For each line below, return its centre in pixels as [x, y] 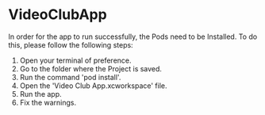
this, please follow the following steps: [71, 44]
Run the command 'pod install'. [70, 77]
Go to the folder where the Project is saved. [91, 68]
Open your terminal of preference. [76, 60]
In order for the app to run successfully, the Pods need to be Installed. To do [133, 36]
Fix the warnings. [48, 102]
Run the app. [40, 94]
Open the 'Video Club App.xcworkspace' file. [94, 86]
